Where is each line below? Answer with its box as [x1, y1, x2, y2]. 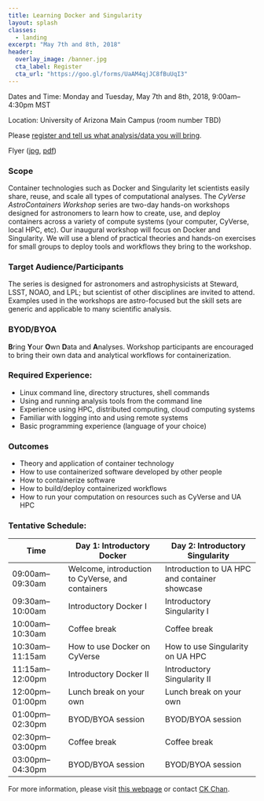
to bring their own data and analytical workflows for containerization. [8, 350, 232, 360]
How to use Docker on [68, 641, 151, 652]
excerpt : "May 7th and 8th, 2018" [8, 41, 122, 49]
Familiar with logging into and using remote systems [19, 412, 189, 422]
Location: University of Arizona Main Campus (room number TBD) [8, 115, 222, 124]
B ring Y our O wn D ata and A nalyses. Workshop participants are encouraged [8, 341, 254, 351]
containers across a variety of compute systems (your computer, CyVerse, [8, 216, 250, 226]
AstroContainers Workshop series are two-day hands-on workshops [8, 200, 230, 209]
